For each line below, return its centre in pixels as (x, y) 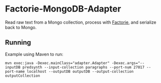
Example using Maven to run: (34, 54)
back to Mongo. (21, 27)
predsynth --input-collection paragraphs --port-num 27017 (84, 67)
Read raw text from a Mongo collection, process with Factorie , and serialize (81, 22)
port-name (15, 71)
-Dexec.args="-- (128, 63)
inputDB (13, 67)
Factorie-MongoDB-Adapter (63, 9)
